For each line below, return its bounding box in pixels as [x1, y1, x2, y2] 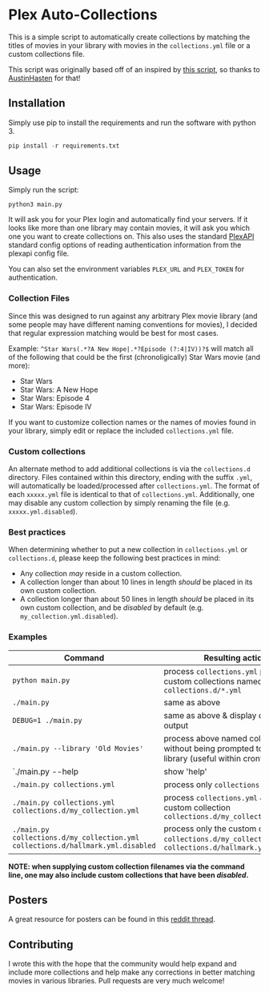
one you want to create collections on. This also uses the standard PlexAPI [8, 232, 255, 241]
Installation [8, 96, 66, 110]
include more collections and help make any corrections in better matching [8, 967, 255, 977]
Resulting [203, 652, 241, 663]
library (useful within [163, 753, 242, 764]
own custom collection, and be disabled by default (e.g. [19, 603, 204, 612]
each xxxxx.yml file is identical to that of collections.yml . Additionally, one [8, 490, 255, 499]
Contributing [8, 938, 74, 951]
